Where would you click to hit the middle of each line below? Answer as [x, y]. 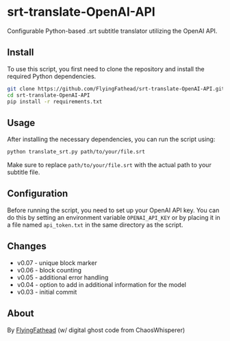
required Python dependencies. [52, 76]
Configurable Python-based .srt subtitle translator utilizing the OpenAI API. [112, 31]
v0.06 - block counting [49, 270]
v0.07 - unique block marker [57, 263]
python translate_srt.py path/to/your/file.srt [76, 152]
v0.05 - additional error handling [63, 277]
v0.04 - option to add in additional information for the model [102, 284]
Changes [27, 246]
